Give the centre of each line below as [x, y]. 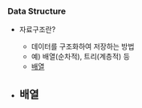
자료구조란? [37, 30]
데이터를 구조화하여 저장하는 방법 [83, 46]
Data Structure [37, 11]
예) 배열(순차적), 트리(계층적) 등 [80, 57]
